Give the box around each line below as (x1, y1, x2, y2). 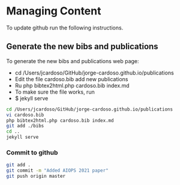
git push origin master (6, 173, 66, 180)
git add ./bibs (6, 123, 44, 129)
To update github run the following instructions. (6, 24, 124, 31)
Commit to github (6, 148, 58, 157)
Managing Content (6, 4, 101, 18)
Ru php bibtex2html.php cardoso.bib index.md (14, 82, 130, 89)
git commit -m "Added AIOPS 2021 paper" (6, 168, 109, 174)
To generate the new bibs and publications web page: (6, 57, 139, 64)
